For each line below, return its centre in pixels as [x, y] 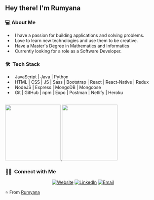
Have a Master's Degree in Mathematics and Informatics [72, 46]
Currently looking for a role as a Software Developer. [68, 51]
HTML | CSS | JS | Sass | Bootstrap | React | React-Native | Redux [82, 82]
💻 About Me [20, 23]
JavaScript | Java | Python [41, 77]
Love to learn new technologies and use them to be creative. [76, 40]
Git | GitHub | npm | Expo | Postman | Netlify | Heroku [69, 92]
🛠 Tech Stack [23, 64]
